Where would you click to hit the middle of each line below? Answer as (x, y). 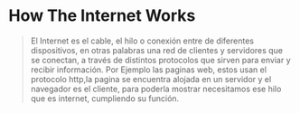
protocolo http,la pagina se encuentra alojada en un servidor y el (151, 79)
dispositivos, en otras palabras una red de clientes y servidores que (157, 50)
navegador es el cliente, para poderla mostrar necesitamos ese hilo (156, 89)
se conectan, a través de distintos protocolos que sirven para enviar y (160, 60)
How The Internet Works (102, 16)
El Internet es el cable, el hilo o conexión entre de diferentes (142, 41)
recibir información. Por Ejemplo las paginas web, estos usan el (149, 70)
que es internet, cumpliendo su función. (105, 98)
